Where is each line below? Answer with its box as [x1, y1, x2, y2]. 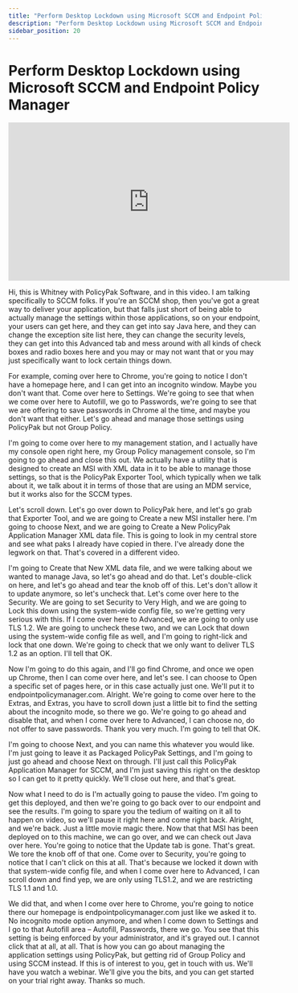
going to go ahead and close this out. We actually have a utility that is [8, 455, 238, 465]
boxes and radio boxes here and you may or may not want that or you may [8, 347, 255, 357]
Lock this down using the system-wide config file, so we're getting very [8, 606, 246, 616]
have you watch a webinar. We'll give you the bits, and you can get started [8, 967, 255, 977]
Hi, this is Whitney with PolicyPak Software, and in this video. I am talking [8, 287, 251, 297]
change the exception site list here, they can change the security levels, [8, 330, 247, 340]
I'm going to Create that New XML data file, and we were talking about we [8, 564, 253, 573]
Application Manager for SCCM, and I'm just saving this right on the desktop [8, 765, 261, 775]
